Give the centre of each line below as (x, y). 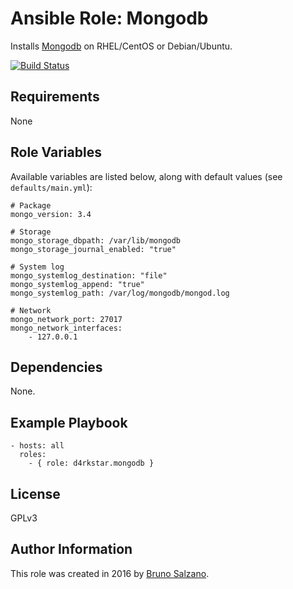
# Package (31, 205)
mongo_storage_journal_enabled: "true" (93, 249)
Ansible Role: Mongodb (109, 18)
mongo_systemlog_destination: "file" (89, 275)
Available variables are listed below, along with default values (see (146, 176)
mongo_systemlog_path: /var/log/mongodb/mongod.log (120, 293)
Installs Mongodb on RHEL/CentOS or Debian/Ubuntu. (121, 46)
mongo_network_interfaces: (66, 328)
